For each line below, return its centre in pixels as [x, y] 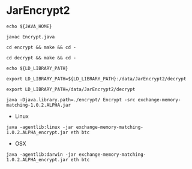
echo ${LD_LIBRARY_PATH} [37, 68]
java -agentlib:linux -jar [40, 127]
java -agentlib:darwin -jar [41, 154]
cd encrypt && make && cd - [41, 47]
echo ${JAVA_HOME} [29, 26]
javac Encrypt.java [31, 37]
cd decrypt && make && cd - [41, 58]
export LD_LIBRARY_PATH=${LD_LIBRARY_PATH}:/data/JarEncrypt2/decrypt [96, 79]
